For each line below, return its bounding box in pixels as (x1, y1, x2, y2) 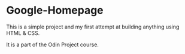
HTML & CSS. (6, 29, 40, 36)
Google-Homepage (6, 4, 104, 17)
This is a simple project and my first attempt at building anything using (6, 23, 180, 30)
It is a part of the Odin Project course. (6, 41, 99, 48)
